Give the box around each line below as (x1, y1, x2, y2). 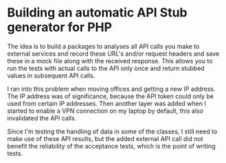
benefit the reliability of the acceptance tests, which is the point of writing (7, 142, 216, 150)
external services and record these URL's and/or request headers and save (7, 50, 220, 58)
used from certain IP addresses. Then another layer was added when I (7, 99, 206, 107)
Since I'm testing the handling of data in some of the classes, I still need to (7, 127, 218, 135)
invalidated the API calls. (7, 113, 77, 122)
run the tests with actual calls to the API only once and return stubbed (7, 64, 205, 72)
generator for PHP (7, 19, 112, 35)
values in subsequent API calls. (7, 71, 95, 80)
